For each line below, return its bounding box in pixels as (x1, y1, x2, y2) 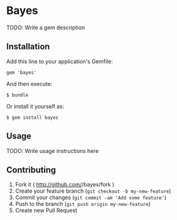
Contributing (6, 165, 56, 175)
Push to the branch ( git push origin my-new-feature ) (15, 200, 151, 208)
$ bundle (6, 92, 29, 98)
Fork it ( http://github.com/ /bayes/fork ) (15, 181, 115, 188)
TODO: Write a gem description (6, 24, 85, 31)
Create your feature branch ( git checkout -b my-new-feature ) (15, 187, 172, 195)
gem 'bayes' (6, 69, 37, 76)
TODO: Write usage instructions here (6, 147, 99, 154)
